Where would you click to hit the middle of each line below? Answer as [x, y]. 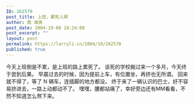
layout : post [22, 38]
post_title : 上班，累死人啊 [37, 17]
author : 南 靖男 [25, 22]
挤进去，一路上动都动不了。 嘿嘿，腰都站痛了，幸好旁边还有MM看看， [96, 89]
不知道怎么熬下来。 [34, 96]
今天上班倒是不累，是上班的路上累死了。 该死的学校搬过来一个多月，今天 [94, 66]
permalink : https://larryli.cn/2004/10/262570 [64, 44]
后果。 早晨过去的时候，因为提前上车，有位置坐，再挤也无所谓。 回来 [105, 74]
